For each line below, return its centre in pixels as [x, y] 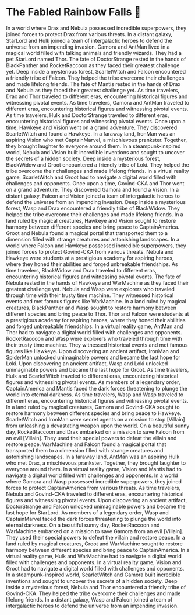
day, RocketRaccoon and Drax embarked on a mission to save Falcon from [95, 431]
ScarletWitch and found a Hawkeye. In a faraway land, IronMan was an [91, 133]
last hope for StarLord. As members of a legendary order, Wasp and [87, 512]
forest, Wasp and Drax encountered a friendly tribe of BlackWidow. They [93, 208]
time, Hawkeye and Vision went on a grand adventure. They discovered [92, 127]
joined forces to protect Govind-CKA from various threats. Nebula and [90, 251]
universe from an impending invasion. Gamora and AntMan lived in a [88, 47]
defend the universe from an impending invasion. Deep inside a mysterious [96, 202]
